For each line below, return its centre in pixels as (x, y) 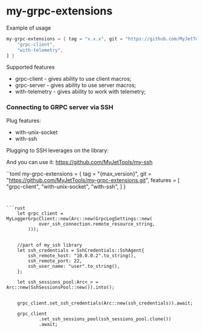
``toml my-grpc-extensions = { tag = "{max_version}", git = (79, 174)
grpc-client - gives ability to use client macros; (73, 79)
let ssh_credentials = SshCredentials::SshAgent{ (81, 250)
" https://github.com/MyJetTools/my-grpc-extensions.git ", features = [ (93, 180)
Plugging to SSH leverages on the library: (57, 150)
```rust (16, 208)
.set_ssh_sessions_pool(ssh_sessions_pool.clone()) (105, 319)
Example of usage (29, 28)
